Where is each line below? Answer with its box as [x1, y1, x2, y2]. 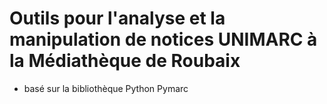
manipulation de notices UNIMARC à [9, 28, 318, 51]
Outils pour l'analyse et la [9, 7, 226, 30]
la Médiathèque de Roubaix [9, 50, 241, 72]
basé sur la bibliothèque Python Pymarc [23, 82, 189, 94]
